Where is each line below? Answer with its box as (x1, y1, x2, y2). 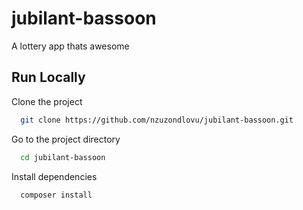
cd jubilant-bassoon (20, 152, 106, 162)
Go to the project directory (11, 133, 121, 145)
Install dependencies (11, 170, 98, 182)
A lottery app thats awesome (11, 40, 130, 52)
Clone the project (11, 95, 83, 107)
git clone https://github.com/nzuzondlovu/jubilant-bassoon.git (20, 115, 294, 125)
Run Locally (11, 69, 86, 86)
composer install (20, 190, 93, 200)
